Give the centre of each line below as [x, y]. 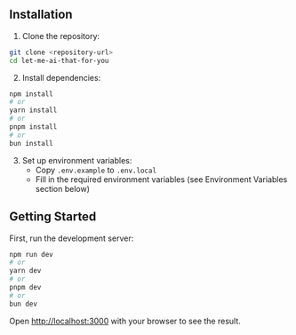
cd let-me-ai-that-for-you [59, 60]
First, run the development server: [72, 238]
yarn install [33, 110]
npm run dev [31, 254]
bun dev [24, 304]
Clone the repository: [61, 36]
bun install [31, 143]
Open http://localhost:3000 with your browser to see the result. [125, 321]
